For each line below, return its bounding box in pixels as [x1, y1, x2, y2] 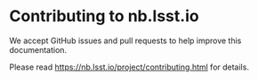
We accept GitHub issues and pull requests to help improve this [9, 35, 242, 46]
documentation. [9, 44, 68, 55]
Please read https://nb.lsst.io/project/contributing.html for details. [9, 62, 249, 72]
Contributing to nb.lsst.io [9, 6, 199, 26]
